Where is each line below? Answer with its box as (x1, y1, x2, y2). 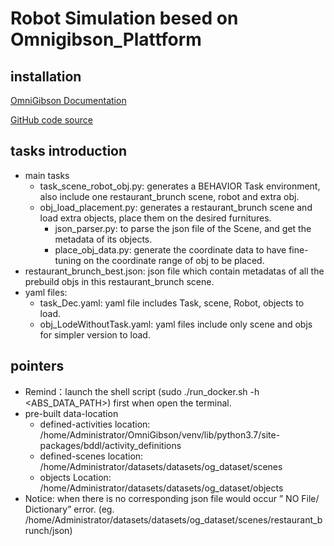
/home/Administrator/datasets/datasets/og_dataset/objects (39, 482, 284, 494)
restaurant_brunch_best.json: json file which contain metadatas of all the (24, 265, 325, 277)
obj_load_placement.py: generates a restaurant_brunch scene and (39, 201, 313, 213)
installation (10, 68, 82, 85)
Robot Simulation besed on (10, 7, 239, 30)
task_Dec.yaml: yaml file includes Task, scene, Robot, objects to (39, 297, 305, 309)
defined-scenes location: (39, 450, 144, 462)
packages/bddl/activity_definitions (39, 439, 182, 451)
